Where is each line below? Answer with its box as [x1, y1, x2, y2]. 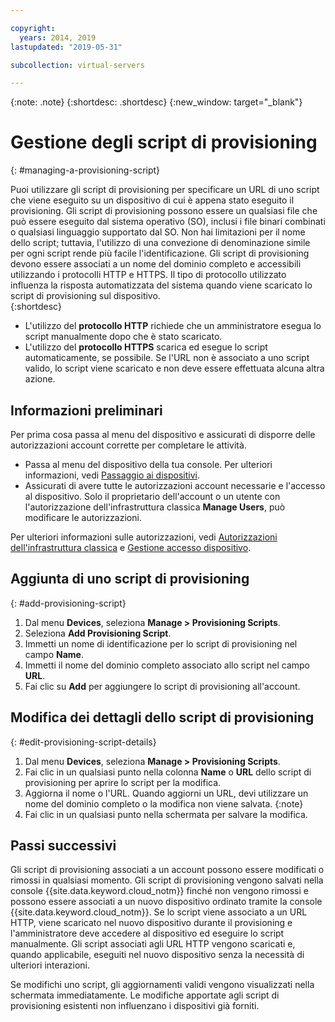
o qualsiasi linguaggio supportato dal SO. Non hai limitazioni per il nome [10, 226, 306, 238]
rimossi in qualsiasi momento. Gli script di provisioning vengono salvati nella [10, 874, 324, 886]
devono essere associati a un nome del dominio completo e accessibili [10, 258, 302, 270]
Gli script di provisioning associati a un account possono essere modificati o [10, 864, 325, 876]
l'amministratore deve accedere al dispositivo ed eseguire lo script [10, 927, 285, 940]
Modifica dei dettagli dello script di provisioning [10, 709, 315, 726]
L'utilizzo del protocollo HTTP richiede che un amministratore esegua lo [24, 320, 322, 332]
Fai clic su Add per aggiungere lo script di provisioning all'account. [24, 680, 301, 692]
